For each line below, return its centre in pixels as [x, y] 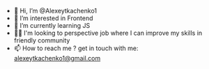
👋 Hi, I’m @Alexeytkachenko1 [55, 11]
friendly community [42, 40]
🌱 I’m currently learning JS [52, 25]
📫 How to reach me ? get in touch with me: [76, 48]
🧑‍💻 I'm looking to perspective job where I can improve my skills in [108, 33]
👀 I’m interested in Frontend [53, 18]
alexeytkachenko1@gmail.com [57, 58]
